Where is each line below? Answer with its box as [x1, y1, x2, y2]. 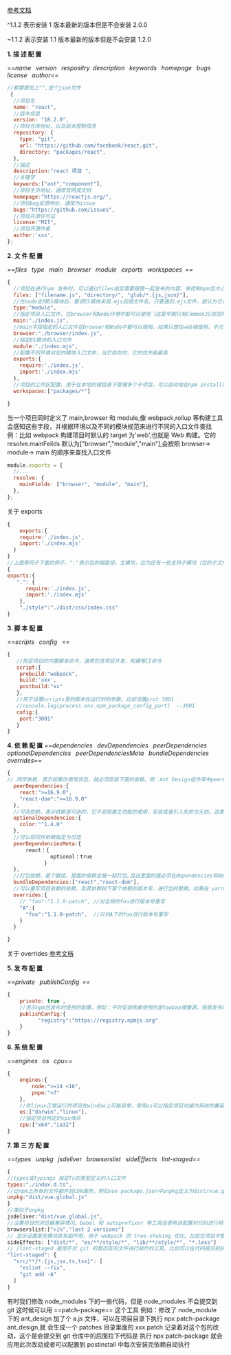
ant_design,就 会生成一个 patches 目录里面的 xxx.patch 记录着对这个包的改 [7, 1323, 219, 1331]
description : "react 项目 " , [13, 168, 91, 174]
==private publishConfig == [7, 978, 91, 986]
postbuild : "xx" [19, 683, 63, 690]
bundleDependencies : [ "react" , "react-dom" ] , [13, 879, 140, 886]
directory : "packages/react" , [19, 148, 107, 155]
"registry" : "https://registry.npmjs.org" [37, 1016, 158, 1024]
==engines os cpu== [7, 1057, 73, 1065]
